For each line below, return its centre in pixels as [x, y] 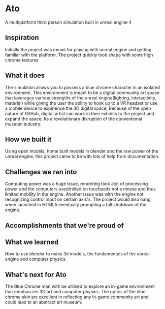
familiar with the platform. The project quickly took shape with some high [79, 55]
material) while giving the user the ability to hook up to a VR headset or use [81, 103]
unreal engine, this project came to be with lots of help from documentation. [82, 156]
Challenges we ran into [41, 172]
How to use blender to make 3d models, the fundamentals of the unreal [78, 254]
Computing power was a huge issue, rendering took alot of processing [77, 184]
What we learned [32, 242]
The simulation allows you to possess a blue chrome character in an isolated [82, 87]
